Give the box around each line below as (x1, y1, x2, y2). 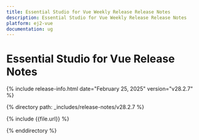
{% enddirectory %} (6, 127, 57, 135)
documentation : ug (6, 26, 53, 32)
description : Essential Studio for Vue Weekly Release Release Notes (6, 15, 187, 21)
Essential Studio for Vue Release (6, 52, 175, 66)
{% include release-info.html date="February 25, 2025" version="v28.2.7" (6, 85, 194, 93)
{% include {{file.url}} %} (6, 115, 70, 122)
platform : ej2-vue (6, 20, 53, 26)
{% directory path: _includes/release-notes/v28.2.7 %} (6, 103, 145, 111)
